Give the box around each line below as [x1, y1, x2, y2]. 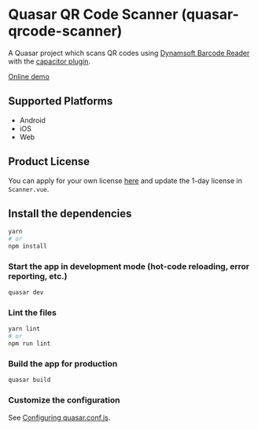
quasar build [8, 376, 51, 384]
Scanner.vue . [8, 184, 50, 193]
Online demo [8, 72, 50, 81]
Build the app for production [8, 358, 118, 369]
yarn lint [8, 325, 41, 333]
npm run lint [8, 340, 51, 347]
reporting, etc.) [8, 270, 68, 281]
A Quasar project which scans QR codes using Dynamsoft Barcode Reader [8, 48, 250, 57]
